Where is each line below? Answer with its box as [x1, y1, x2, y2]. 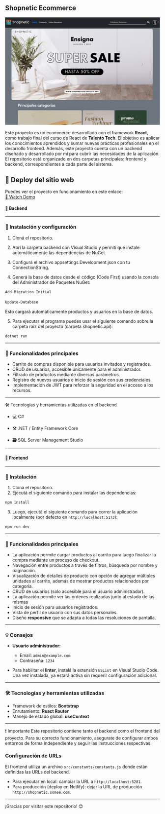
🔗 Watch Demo [5, 194, 35, 200]
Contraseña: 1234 [19, 658, 55, 663]
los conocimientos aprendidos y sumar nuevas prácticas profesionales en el [5, 140, 159, 146]
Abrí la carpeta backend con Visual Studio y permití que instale [12, 244, 140, 250]
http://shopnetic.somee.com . [12, 789, 71, 795]
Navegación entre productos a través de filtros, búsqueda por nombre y [12, 562, 158, 568]
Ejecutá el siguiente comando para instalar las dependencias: [12, 490, 137, 496]
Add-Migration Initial [5, 289, 52, 294]
